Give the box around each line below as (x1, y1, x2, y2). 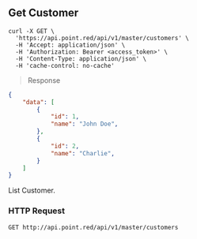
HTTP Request (8, 205, 66, 216)
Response (27, 75, 61, 85)
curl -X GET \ (8, 27, 55, 35)
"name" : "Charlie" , (50, 149, 115, 157)
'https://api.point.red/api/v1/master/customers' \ (15, 34, 190, 42)
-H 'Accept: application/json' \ (15, 41, 126, 49)
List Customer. (8, 185, 55, 196)
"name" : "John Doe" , (50, 120, 119, 129)
